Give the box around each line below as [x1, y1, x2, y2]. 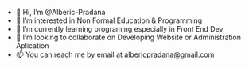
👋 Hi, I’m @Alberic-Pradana [15, 8, 106, 17]
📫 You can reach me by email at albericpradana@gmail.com [15, 50, 215, 59]
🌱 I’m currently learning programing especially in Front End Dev [15, 24, 224, 33]
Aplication [15, 41, 49, 50]
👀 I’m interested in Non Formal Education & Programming [15, 16, 203, 25]
